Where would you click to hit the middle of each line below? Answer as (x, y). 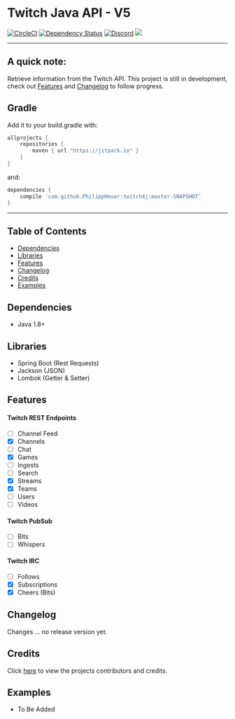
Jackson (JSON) (41, 370)
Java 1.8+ (31, 324)
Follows (28, 576)
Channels (31, 441)
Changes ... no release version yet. (57, 631)
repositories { (42, 144)
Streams (29, 480)
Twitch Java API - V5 (69, 13)
